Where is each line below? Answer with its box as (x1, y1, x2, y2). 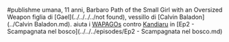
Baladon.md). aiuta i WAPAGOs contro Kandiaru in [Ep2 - (34, 20, 195, 28)
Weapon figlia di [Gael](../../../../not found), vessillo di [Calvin (7, 13, 178, 21)
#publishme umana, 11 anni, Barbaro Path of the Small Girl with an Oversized (7, 6, 223, 14)
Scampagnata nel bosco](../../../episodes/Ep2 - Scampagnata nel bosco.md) (7, 27, 223, 35)
